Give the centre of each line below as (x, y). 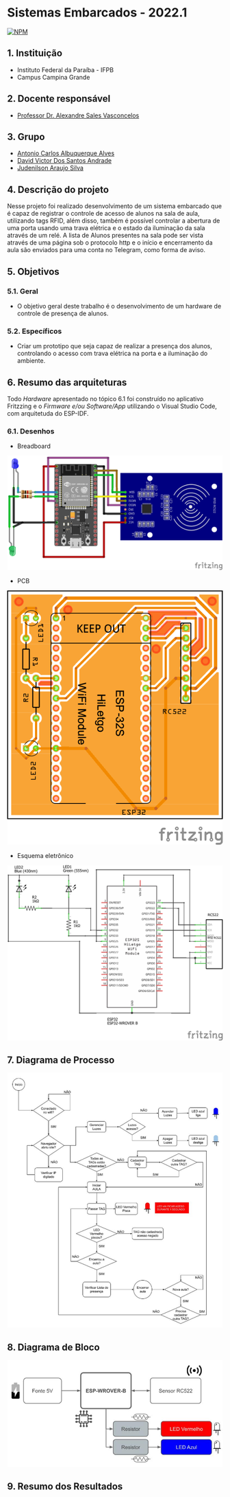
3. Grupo (26, 136)
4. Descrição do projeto (58, 189)
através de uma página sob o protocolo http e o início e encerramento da (110, 243)
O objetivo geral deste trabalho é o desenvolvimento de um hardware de (119, 306)
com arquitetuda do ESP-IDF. (48, 413)
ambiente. (31, 361)
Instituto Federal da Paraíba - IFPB (65, 69)
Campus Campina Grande (53, 77)
